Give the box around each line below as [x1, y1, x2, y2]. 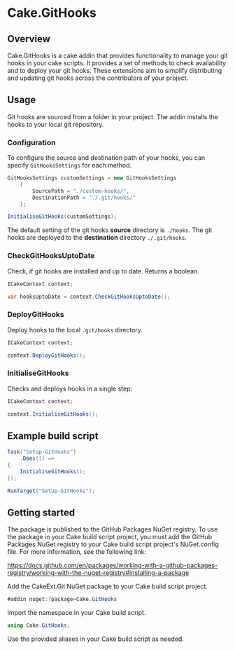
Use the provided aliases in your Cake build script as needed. [7, 635, 184, 643]
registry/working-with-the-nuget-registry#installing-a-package [7, 569, 190, 577]
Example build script [7, 430, 99, 442]
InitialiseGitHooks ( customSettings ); [7, 213, 117, 220]
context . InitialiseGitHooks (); [7, 410, 99, 418]
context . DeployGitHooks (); [7, 352, 86, 359]
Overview [7, 33, 51, 45]
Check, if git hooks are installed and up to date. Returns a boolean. [7, 266, 199, 275]
